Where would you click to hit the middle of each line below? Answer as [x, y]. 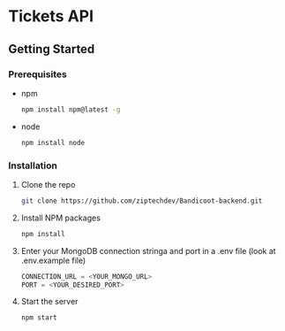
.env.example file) [53, 260]
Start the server [49, 302]
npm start [39, 318]
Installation [33, 165]
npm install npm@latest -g [71, 109]
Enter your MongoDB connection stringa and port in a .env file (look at [148, 250]
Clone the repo [48, 184]
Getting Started [52, 49]
